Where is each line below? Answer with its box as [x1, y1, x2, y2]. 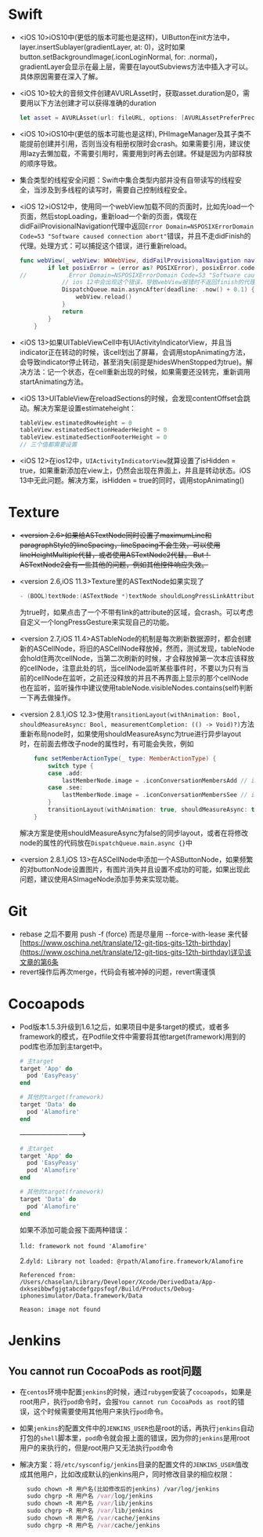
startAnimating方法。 [19, 377, 88, 386]
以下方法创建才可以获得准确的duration [33, 98, 157, 108]
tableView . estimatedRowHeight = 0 [19, 418, 132, 427]
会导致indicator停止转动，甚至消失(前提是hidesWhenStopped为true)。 [19, 357, 247, 367]
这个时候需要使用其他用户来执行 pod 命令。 [33, 1407, 168, 1416]
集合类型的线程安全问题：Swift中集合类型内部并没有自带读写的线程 [19, 175, 235, 184]
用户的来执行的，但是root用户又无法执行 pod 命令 [19, 1443, 174, 1452]
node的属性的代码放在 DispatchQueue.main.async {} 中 [19, 838, 193, 847]
